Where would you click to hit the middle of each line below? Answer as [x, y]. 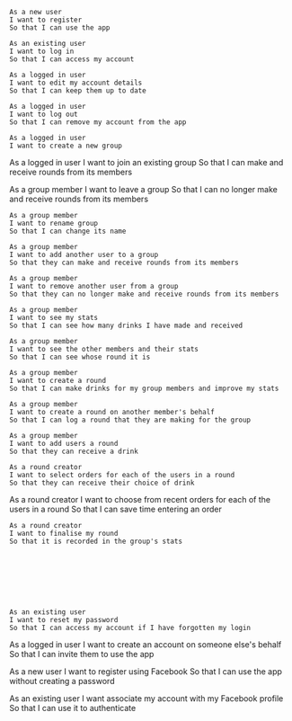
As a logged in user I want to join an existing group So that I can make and [146, 162]
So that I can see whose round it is [80, 357]
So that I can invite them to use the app [82, 654]
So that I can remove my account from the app [98, 122]
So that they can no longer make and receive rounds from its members [144, 294]
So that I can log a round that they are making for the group [130, 420]
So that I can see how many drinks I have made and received [126, 325]
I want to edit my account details [76, 83]
